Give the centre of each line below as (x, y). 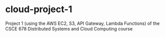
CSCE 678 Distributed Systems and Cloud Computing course (69, 28)
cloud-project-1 (39, 9)
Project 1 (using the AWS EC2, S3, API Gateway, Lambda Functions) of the (82, 23)
